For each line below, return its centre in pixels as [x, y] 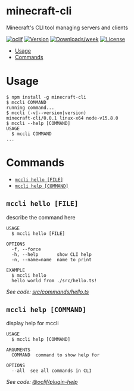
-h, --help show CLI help [52, 254]
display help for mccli [32, 323]
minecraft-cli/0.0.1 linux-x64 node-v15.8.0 [62, 118]
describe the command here [41, 217]
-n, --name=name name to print [52, 259]
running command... [30, 108]
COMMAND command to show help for [56, 355]
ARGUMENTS [18, 350]
